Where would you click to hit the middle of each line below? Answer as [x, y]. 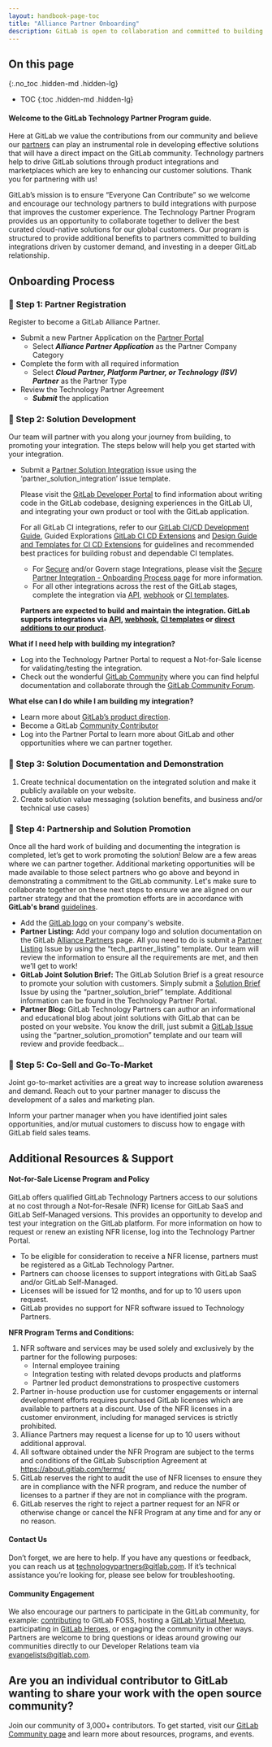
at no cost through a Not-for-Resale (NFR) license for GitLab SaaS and [126, 1205]
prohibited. [38, 1426]
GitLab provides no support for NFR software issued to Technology [132, 1308]
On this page [41, 64]
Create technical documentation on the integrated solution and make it [138, 782]
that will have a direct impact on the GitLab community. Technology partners [136, 153]
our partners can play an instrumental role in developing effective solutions [134, 145]
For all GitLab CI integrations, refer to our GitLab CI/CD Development [134, 527]
